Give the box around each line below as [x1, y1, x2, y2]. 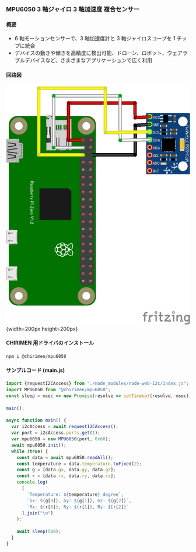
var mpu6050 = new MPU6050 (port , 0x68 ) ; [11, 436, 111, 442]
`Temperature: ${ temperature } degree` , [27, 491, 124, 498]
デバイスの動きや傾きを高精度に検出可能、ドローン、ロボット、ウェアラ [14, 50, 188, 57]
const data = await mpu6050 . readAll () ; [16, 454, 114, 460]
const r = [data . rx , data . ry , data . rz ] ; [16, 473, 116, 479]
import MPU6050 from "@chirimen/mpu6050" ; [6, 387, 111, 393]
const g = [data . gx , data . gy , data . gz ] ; [16, 467, 116, 473]
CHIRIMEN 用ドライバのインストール [6, 339, 94, 346]
